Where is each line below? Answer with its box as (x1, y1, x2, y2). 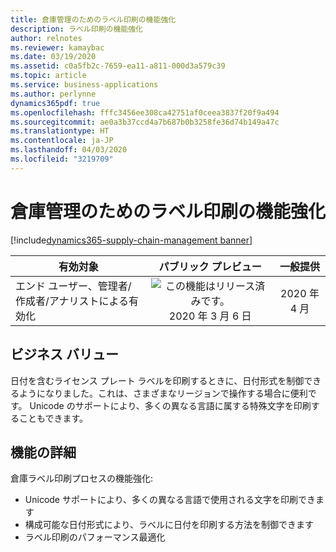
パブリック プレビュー (158, 259, 262, 273)
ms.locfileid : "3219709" (10, 154, 114, 164)
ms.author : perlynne (10, 89, 97, 99)
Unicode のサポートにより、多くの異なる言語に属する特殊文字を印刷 (29, 399, 312, 411)
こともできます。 (18, 412, 89, 424)
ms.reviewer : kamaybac (10, 42, 105, 53)
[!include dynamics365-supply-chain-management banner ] (10, 234, 253, 246)
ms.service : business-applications (10, 80, 159, 90)
